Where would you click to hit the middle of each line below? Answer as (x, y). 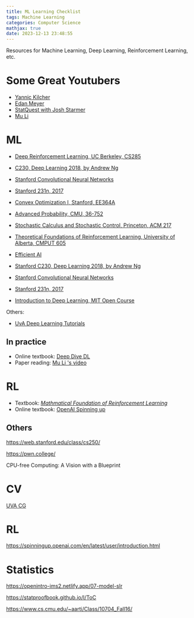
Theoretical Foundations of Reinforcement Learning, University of (95, 237)
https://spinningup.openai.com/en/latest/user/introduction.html (83, 546)
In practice (26, 342)
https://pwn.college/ (31, 453)
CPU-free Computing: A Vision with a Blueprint (63, 465)
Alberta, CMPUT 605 (40, 243)
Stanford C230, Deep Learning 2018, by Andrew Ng (78, 266)
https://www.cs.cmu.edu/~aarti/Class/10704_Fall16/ (69, 609)
